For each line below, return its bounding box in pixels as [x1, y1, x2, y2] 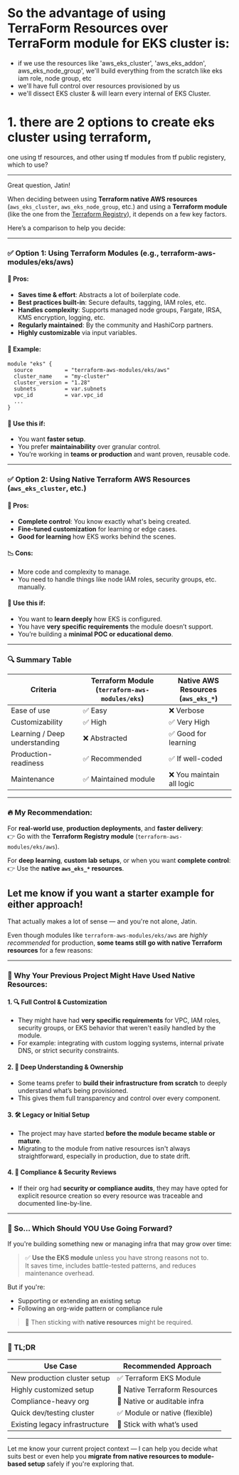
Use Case [43, 1361, 78, 1371]
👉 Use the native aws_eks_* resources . [7, 864, 124, 872]
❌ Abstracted [83, 733, 128, 743]
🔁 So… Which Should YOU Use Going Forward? [7, 1223, 173, 1233]
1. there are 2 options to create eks [7, 114, 215, 130]
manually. [17, 582, 46, 591]
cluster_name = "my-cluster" [14, 373, 110, 381]
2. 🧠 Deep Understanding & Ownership [7, 1063, 124, 1072]
